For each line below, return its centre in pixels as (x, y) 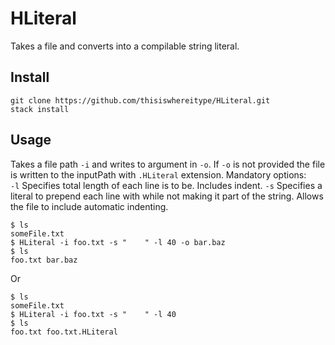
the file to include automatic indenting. (89, 206)
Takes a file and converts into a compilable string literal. (125, 46)
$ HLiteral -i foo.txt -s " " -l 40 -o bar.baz (118, 242)
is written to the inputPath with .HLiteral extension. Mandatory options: (158, 174)
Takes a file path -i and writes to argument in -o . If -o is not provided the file (168, 164)
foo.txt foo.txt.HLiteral (64, 332)
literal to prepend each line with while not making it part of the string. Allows (167, 196)
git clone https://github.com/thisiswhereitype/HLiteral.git (140, 100)
